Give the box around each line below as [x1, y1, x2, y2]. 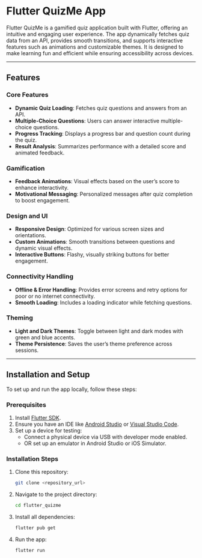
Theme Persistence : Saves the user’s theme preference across [14, 340, 173, 347]
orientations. [14, 232, 46, 239]
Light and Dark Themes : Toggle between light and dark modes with [14, 327, 183, 335]
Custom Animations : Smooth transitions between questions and [14, 238, 176, 246]
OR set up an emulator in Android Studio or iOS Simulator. [23, 440, 167, 447]
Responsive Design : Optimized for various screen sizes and [14, 225, 164, 232]
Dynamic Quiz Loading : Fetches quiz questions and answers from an [14, 104, 188, 112]
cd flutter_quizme [14, 503, 61, 509]
